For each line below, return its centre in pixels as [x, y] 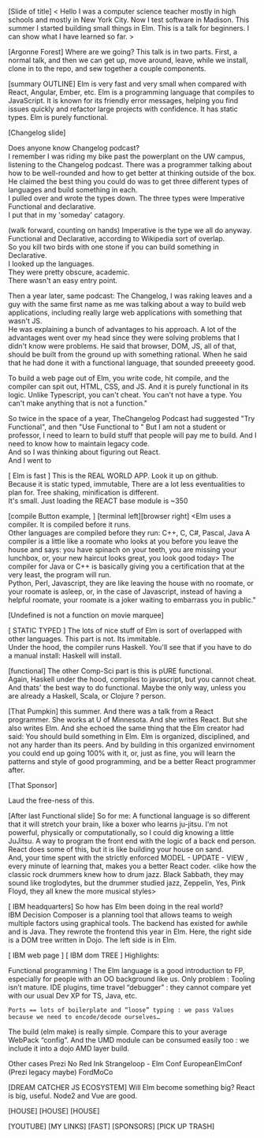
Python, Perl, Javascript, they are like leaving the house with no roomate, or [131, 583]
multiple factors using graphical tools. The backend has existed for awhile [128, 923]
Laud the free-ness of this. [51, 800]
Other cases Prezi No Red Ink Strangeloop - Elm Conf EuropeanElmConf [125, 1063]
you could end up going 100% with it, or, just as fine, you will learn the [122, 753]
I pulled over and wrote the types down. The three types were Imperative [126, 198]
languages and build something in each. [73, 190]
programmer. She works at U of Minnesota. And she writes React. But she [128, 720]
